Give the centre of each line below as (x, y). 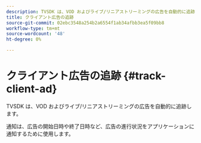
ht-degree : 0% (24, 39)
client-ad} (32, 89)
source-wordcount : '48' (36, 34)
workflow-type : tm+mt (33, 28)
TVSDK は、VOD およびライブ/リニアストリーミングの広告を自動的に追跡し (99, 106)
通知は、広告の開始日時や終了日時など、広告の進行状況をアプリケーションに (100, 126)
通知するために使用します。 (40, 133)
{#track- (145, 76)
